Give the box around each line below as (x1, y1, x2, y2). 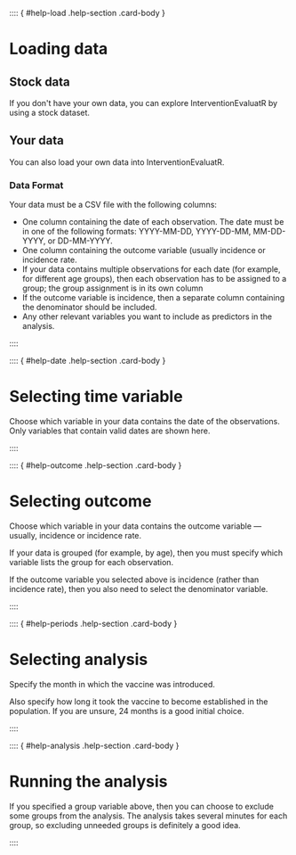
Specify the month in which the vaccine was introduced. (9, 678, 216, 689)
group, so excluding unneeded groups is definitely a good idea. (9, 819, 242, 830)
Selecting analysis (9, 650, 148, 670)
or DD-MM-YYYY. (47, 235, 113, 246)
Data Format (9, 178, 64, 191)
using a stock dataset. (9, 107, 91, 118)
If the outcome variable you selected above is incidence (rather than (9, 574, 260, 585)
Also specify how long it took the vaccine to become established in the (9, 695, 268, 707)
